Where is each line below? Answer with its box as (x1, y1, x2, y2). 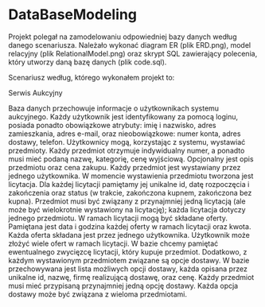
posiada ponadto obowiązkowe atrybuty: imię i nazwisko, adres (8, 120, 216, 130)
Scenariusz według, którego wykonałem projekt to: (8, 72, 175, 82)
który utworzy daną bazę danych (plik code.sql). (8, 57, 167, 67)
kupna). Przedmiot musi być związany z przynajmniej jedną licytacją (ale (8, 196, 246, 206)
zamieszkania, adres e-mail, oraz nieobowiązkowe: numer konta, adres (8, 129, 241, 138)
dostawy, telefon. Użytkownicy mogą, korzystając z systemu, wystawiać (8, 137, 246, 146)
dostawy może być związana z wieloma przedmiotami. (8, 289, 188, 299)
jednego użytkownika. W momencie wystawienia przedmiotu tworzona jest (8, 171, 254, 181)
